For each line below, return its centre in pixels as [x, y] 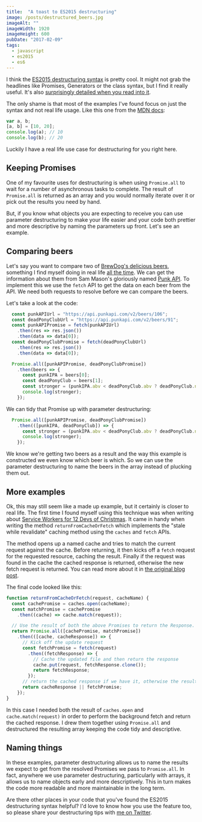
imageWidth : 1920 [28, 29]
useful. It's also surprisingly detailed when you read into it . [79, 92]
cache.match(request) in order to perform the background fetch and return [98, 716]
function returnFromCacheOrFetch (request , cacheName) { [78, 598]
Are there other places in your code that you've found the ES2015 [87, 799]
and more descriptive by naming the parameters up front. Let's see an [93, 226]
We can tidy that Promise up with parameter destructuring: [79, 409]
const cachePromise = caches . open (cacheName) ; [71, 604]
